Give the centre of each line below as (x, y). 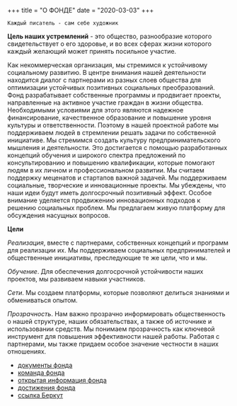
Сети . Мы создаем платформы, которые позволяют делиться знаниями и (118, 292)
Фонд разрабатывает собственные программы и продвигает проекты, (114, 95)
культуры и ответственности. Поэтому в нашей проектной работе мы (113, 125)
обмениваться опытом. (42, 300)
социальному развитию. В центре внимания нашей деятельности (107, 72)
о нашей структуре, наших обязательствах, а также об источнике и (110, 321)
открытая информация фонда (62, 380)
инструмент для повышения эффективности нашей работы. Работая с (114, 336)
